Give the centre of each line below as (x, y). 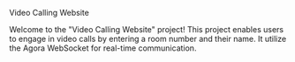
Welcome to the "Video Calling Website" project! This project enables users (147, 29)
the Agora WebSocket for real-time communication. (103, 48)
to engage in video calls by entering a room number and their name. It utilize (148, 39)
